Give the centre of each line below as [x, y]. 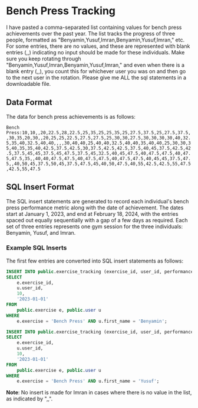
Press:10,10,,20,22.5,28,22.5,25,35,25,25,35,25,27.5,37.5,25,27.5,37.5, [99, 132]
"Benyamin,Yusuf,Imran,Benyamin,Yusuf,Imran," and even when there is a [95, 65]
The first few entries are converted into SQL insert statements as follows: [95, 261]
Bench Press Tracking [61, 11]
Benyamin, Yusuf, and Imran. [41, 232]
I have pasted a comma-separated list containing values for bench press [94, 27]
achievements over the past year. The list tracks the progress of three [91, 33]
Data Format [29, 103]
